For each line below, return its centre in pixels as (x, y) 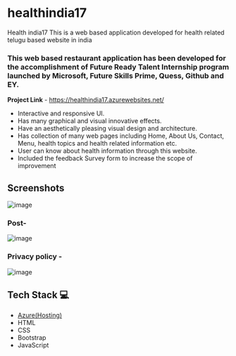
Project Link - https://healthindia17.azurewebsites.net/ (86, 100)
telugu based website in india (50, 39)
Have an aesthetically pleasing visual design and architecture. (107, 129)
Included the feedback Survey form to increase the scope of (105, 158)
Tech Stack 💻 (38, 295)
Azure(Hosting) (39, 315)
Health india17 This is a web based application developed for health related (116, 32)
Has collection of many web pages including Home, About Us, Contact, (120, 136)
